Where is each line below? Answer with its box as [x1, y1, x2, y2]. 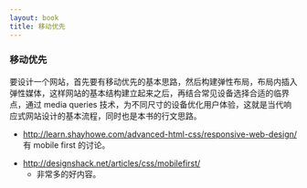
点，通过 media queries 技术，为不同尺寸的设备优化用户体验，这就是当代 [9, 99, 284, 110]
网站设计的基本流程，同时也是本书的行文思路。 [25, 110, 202, 121]
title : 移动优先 [9, 22, 66, 31]
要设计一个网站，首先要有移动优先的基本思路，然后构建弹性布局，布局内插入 [9, 76, 298, 87]
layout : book [9, 13, 59, 23]
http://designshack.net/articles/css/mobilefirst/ [22, 157, 201, 169]
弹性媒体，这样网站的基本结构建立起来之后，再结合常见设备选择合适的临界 [9, 88, 290, 99]
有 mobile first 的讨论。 [22, 139, 111, 151]
